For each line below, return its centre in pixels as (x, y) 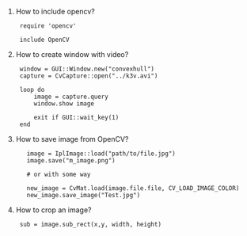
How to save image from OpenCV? (72, 139)
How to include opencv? (55, 11)
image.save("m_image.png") (71, 161)
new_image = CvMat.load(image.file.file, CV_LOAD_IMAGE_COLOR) (133, 188)
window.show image (64, 104)
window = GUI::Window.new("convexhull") (87, 69)
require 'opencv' (48, 26)
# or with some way (59, 174)
